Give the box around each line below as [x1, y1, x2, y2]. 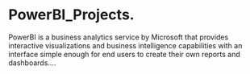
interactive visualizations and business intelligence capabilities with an [8, 40, 243, 50]
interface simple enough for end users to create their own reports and [8, 49, 240, 59]
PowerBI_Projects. [8, 6, 135, 24]
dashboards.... [8, 58, 56, 68]
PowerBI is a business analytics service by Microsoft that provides [8, 32, 229, 42]
